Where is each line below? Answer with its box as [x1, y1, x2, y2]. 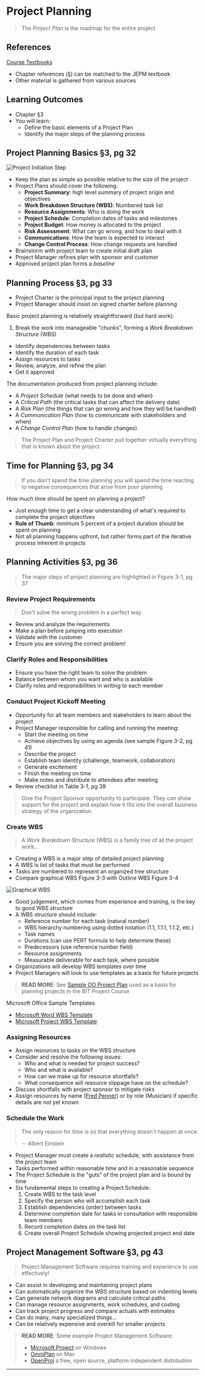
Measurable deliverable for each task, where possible [24, 957, 160, 963]
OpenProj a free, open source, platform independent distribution [30, 1357, 192, 1364]
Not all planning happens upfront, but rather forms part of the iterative [15, 533, 192, 540]
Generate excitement [24, 763, 77, 770]
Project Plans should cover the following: [15, 182, 118, 190]
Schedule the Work [6, 1114, 65, 1123]
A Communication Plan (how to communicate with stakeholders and [15, 411, 187, 419]
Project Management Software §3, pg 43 [6, 1247, 164, 1257]
